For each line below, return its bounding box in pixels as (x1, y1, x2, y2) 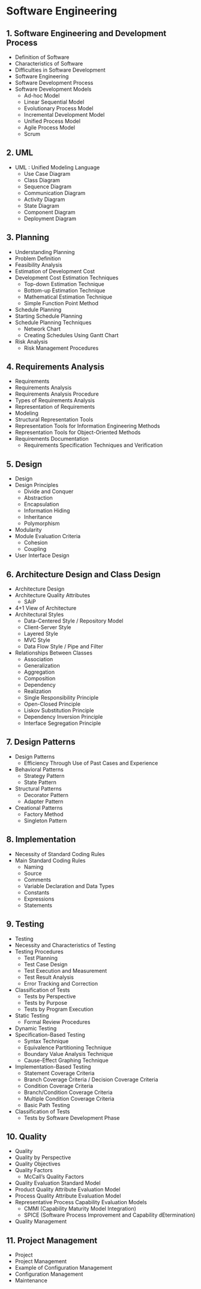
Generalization (23, 662, 60, 669)
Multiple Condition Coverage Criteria (23, 1095, 115, 1102)
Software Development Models (14, 85, 92, 93)
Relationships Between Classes (14, 649, 93, 657)
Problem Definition (14, 255, 61, 262)
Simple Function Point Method (23, 299, 99, 306)
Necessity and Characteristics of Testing (14, 941, 116, 949)
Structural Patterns (14, 784, 62, 792)
